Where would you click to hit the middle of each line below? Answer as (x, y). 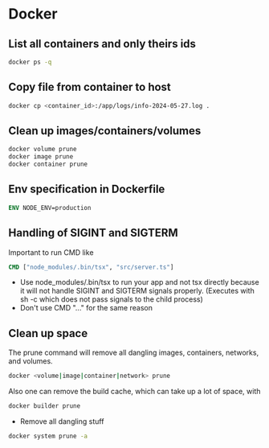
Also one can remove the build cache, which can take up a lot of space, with (134, 392)
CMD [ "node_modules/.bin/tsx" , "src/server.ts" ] (91, 267)
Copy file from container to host (90, 87)
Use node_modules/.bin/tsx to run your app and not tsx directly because (139, 282)
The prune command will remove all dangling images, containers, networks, (134, 353)
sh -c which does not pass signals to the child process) (111, 299)
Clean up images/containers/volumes (105, 131)
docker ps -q (30, 62)
